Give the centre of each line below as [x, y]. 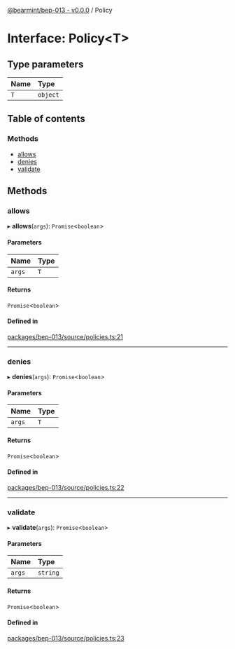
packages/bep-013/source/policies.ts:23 [66, 638]
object [48, 95]
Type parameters [45, 64]
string [48, 573]
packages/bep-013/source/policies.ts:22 [66, 487]
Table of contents [46, 119]
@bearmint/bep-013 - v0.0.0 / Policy [60, 10]
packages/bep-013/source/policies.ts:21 [65, 336]
